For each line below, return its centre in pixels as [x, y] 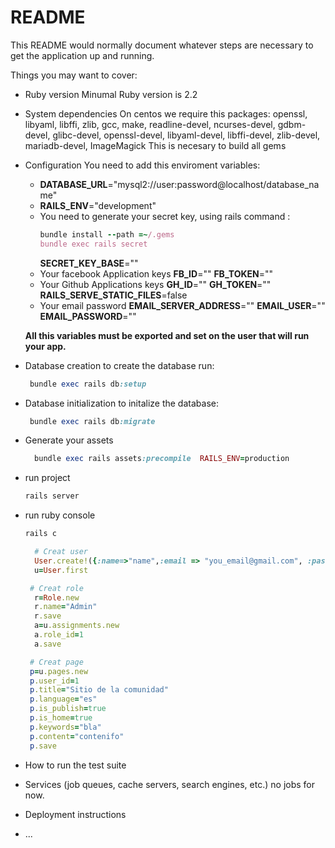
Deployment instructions [75, 814]
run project [47, 478]
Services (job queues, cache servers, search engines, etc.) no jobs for [169, 784]
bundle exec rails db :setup [88, 384]
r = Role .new [57, 597]
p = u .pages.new [59, 671]
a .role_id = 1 [59, 635]
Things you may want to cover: [74, 75]
